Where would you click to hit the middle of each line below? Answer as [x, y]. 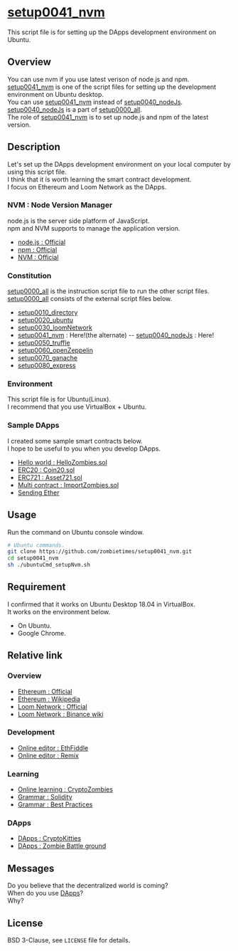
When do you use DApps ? [45, 893]
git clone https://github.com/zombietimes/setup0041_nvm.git [100, 552]
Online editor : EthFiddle [53, 747]
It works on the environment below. [59, 611]
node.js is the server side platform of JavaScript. [79, 221]
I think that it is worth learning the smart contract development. [99, 179]
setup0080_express [47, 366]
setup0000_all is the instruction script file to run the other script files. [108, 291]
